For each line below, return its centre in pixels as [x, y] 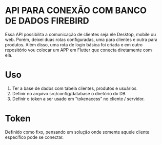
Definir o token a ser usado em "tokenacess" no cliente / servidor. [78, 99]
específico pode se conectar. [34, 137]
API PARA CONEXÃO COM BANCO [76, 10]
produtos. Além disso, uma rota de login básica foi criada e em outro [74, 44]
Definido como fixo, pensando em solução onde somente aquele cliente [77, 132]
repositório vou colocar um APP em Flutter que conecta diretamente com [79, 50]
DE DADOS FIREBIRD [47, 21]
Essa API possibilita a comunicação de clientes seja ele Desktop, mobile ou [81, 34]
